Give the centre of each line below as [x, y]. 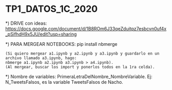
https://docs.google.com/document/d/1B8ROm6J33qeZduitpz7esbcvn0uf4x [86, 28]
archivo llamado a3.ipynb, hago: [41, 58]
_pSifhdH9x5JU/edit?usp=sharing [41, 34]
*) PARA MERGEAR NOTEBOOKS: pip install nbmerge [61, 44]
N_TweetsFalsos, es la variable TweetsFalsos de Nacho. [64, 82]
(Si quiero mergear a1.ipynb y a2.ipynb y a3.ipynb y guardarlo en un [82, 53]
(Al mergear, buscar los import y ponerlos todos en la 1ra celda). [80, 67]
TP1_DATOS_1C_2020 [52, 9]
